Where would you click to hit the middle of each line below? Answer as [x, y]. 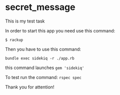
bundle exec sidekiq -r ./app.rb [40, 58]
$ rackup [14, 40]
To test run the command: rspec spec [43, 77]
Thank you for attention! [30, 87]
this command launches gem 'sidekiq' [45, 67]
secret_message [40, 7]
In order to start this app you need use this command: [60, 30]
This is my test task [25, 21]
